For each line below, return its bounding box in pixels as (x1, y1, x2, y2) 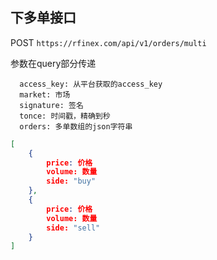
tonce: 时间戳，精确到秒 (19, 111, 111, 121)
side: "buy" (46, 176, 97, 187)
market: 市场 (19, 89, 71, 100)
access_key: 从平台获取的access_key (19, 79, 163, 89)
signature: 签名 (19, 100, 84, 110)
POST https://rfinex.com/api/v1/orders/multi (10, 36, 207, 48)
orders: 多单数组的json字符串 (19, 121, 133, 132)
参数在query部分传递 (10, 57, 97, 69)
